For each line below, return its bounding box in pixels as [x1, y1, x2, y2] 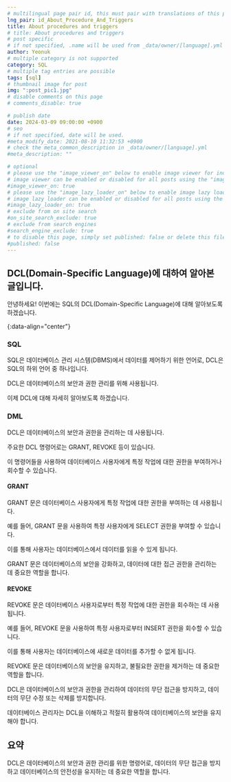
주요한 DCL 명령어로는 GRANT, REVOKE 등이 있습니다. [7, 443, 155, 451]
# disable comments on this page [7, 94, 103, 101]
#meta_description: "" [7, 151, 72, 158]
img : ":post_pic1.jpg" [7, 87, 72, 94]
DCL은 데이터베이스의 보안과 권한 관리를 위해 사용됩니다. [7, 379, 159, 388]
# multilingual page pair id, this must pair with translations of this [7, 10, 220, 17]
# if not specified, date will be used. [7, 132, 125, 139]
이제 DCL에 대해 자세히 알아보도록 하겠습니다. [7, 394, 129, 402]
